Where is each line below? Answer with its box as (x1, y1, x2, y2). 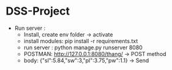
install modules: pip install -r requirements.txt (23, 37, 138, 44)
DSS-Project (6, 4, 70, 18)
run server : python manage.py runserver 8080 (23, 44, 143, 51)
